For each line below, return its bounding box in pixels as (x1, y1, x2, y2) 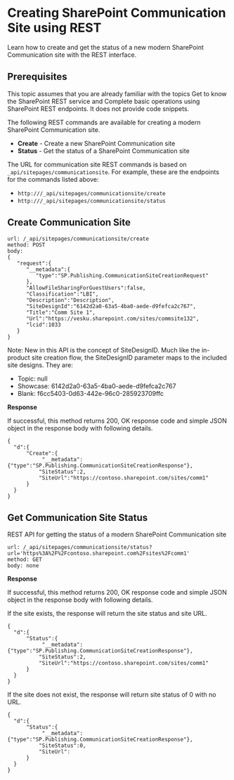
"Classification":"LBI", (25, 290, 99, 298)
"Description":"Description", (25, 296, 115, 303)
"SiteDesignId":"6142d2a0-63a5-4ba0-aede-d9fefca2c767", (25, 303, 197, 310)
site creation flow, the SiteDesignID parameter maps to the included (31, 353, 227, 362)
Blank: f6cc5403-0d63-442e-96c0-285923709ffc (17, 389, 164, 397)
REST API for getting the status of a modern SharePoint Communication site (7, 530, 227, 538)
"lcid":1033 (25, 321, 61, 328)
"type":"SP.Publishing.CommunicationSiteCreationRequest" (35, 272, 209, 279)
